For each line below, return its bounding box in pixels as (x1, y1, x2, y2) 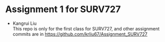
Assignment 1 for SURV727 (5, 4, 121, 15)
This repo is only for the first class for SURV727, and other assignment (12, 25, 160, 31)
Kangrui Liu (12, 20, 37, 26)
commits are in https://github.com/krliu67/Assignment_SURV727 (12, 31, 148, 37)
